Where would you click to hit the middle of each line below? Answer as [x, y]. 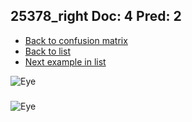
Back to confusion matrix [76, 40]
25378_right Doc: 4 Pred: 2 [96, 16]
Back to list [47, 51]
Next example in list [65, 61]
